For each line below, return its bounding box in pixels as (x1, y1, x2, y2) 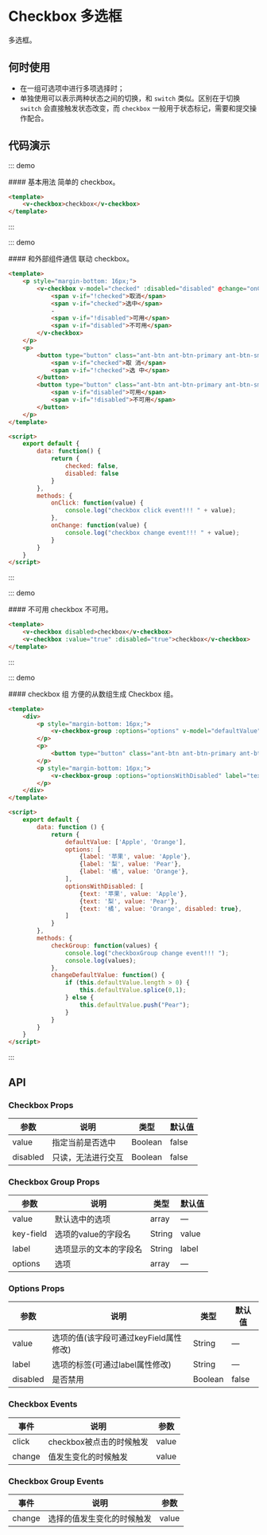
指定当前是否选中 (51, 1137, 116, 1148)
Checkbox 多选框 (8, 7, 122, 26)
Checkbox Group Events (8, 1475, 104, 1486)
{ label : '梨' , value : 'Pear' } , (79, 860, 182, 869)
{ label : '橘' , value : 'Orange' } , (79, 868, 189, 876)
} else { (64, 994, 94, 1002)
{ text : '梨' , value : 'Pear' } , (79, 897, 179, 905)
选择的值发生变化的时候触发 (48, 1513, 153, 1525)
